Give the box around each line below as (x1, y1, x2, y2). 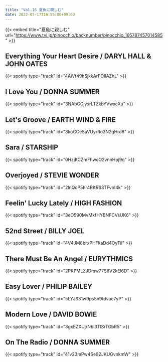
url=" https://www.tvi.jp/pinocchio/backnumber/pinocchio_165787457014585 (5, 32, 163, 38)
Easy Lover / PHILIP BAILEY (5, 282, 93, 291)
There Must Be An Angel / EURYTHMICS (5, 254, 133, 263)
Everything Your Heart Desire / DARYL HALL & (5, 52, 151, 60)
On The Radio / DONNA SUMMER (5, 338, 110, 346)
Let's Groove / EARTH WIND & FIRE (5, 115, 116, 124)
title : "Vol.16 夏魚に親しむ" (5, 7, 64, 13)
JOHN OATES (5, 60, 48, 68)
